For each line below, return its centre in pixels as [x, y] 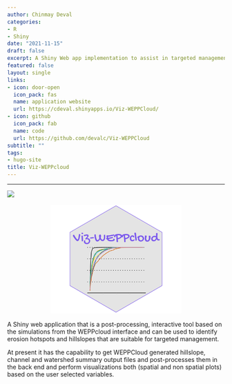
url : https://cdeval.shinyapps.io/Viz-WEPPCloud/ [86, 109]
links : [17, 80]
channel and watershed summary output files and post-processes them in [112, 359]
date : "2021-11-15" [35, 44]
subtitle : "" [26, 145]
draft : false [26, 51]
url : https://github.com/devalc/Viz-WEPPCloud [81, 138]
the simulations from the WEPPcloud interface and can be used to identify [112, 332]
